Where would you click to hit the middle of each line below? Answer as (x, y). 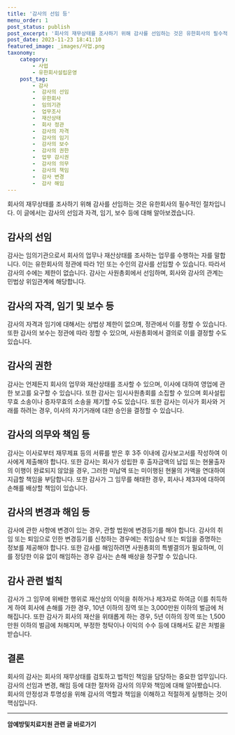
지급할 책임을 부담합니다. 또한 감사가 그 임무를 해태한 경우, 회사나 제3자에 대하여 (116, 479)
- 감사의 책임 (51, 170)
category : (34, 60)
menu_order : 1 (28, 20)
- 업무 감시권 (51, 157)
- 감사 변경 (48, 177)
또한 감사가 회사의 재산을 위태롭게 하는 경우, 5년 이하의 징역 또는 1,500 (129, 616)
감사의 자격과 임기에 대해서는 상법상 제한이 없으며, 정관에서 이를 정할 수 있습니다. (117, 324)
